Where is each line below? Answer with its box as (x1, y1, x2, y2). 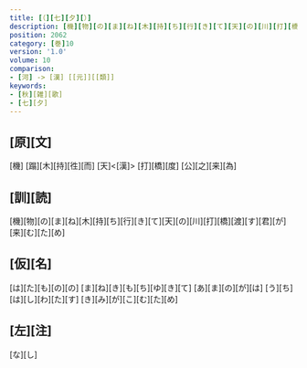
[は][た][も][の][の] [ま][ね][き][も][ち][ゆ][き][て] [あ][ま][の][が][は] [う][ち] (9, 282, 294, 293)
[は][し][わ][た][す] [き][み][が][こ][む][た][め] (9, 293, 178, 304)
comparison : (9, 65, 55, 74)
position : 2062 (9, 30, 68, 39)
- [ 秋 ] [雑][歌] (9, 89, 64, 99)
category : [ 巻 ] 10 (9, 38, 75, 48)
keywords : (9, 81, 48, 90)
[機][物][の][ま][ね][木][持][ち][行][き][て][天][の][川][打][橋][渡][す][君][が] (9, 216, 287, 226)
